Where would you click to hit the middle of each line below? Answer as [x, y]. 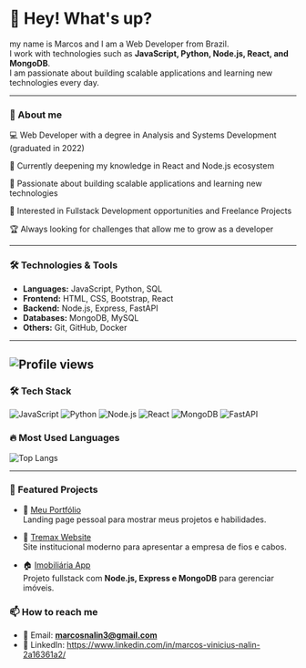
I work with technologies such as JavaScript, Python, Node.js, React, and [149, 53]
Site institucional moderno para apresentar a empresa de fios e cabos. [154, 547]
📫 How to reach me [54, 611]
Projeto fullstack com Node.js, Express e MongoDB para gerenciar [148, 578]
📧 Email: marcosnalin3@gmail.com [90, 635]
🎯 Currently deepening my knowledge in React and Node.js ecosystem [142, 166]
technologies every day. [55, 82]
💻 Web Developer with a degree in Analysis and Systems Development [143, 135]
